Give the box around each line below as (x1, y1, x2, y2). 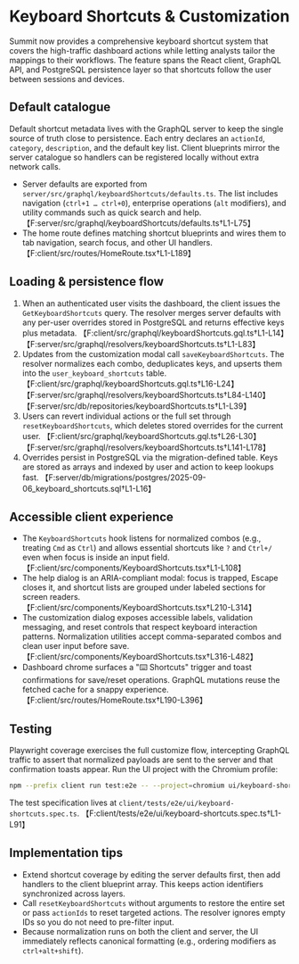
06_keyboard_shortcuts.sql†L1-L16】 (21, 483, 157, 494)
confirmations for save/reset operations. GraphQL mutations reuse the (21, 675, 280, 686)
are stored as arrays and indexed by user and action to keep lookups (21, 461, 274, 472)
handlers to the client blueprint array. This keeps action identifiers (21, 878, 264, 889)
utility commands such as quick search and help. (21, 207, 202, 218)
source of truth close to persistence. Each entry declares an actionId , (9, 132, 265, 144)
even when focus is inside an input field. (21, 552, 171, 563)
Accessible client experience (9, 509, 174, 524)
